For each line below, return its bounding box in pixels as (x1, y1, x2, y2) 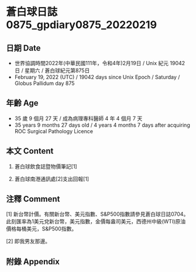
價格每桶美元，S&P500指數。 (6, 225, 77, 232)
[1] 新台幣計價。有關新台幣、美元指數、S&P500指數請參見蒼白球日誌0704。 (6, 210, 189, 217)
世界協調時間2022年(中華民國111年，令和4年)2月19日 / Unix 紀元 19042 (14, 60, 185, 66)
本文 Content (6, 146, 54, 156)
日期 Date (6, 43, 41, 53)
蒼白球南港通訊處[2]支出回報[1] (14, 175, 90, 182)
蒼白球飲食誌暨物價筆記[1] (14, 162, 77, 170)
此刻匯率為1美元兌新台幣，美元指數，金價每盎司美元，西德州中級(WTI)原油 (6, 218, 186, 225)
